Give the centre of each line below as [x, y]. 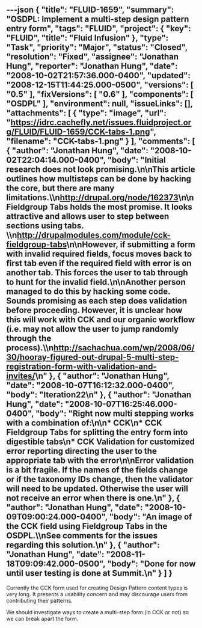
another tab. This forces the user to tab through [97, 273]
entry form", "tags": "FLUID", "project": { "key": [99, 29]
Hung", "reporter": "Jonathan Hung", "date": [92, 66]
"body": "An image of [151, 517]
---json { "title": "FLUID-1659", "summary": [90, 10]
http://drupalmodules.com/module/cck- [94, 235]
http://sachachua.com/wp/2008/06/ [124, 348]
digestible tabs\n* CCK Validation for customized [101, 442]
